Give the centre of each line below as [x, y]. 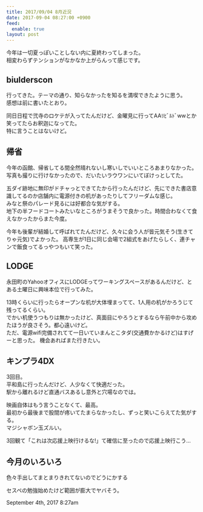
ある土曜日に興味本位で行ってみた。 [52, 289]
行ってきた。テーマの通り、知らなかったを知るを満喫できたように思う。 [96, 95]
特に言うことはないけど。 [38, 131]
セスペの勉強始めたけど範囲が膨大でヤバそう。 [64, 491]
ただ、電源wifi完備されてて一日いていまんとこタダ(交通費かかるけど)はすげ [100, 333]
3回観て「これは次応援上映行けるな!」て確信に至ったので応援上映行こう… [98, 441]
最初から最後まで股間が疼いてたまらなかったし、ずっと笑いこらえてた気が [99, 413]
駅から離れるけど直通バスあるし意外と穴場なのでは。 [73, 392]
